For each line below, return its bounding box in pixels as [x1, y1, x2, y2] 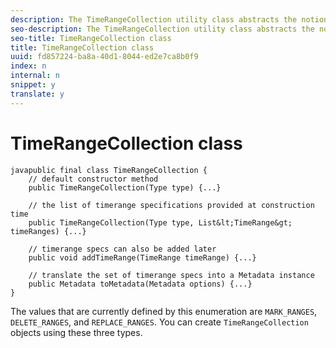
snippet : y [10, 80, 56, 90]
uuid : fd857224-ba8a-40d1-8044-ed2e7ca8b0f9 [10, 52, 199, 62]
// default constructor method [28, 174, 159, 184]
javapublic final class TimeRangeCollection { [10, 165, 208, 175]
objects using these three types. [10, 326, 143, 338]
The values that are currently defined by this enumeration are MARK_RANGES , [10, 305, 318, 317]
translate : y [10, 89, 65, 99]
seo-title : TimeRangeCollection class [10, 33, 172, 43]
